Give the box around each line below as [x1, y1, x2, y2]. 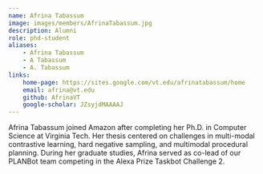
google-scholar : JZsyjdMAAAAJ [22, 101, 124, 109]
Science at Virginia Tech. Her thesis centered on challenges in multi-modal [8, 131, 255, 140]
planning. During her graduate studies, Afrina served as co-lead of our [8, 148, 241, 158]
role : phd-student [8, 34, 70, 42]
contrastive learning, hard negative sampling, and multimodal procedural [8, 140, 249, 149]
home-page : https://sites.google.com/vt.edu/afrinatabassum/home [22, 78, 246, 86]
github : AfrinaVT [22, 93, 81, 101]
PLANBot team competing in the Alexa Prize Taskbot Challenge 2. [8, 156, 225, 166]
